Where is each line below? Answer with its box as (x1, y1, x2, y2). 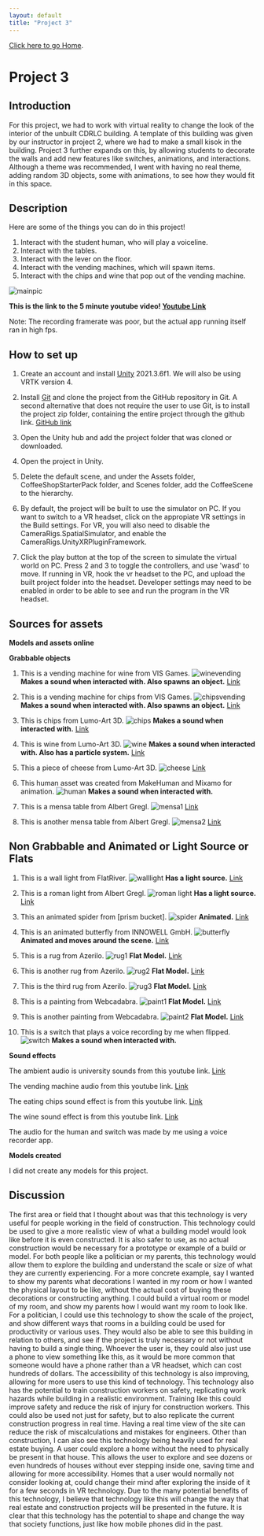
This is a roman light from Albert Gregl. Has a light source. (20, 888, 256, 898)
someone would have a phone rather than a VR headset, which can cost (9, 1360, 242, 1370)
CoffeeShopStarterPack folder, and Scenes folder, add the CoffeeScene (20, 480, 254, 490)
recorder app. (9, 1135, 53, 1145)
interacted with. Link (20, 724, 90, 733)
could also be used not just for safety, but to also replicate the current (9, 1410, 235, 1419)
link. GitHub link (20, 418, 71, 427)
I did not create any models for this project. (9, 1166, 148, 1175)
